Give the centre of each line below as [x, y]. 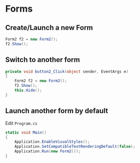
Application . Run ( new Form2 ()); [48, 151]
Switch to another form [43, 60]
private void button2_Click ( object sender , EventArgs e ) [67, 72]
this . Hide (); [28, 90]
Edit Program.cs [21, 123]
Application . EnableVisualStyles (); [52, 142]
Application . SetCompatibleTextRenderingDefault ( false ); [75, 147]
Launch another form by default [57, 111]
